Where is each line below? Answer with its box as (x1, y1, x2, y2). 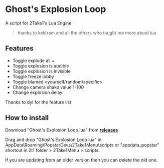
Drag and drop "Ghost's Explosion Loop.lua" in (5, 136, 102, 142)
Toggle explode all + (12, 57, 55, 63)
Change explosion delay (12, 89, 63, 95)
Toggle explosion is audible (12, 62, 69, 68)
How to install (5, 113, 49, 122)
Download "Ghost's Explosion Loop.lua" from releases (5, 126, 118, 133)
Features (5, 44, 34, 53)
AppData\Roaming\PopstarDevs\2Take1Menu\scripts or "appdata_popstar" (5, 141, 159, 148)
